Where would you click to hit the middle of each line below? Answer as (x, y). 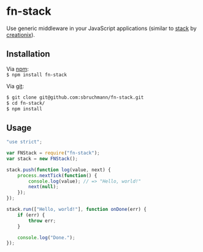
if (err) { (31, 215)
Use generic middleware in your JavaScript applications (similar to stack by (101, 28)
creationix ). (21, 34)
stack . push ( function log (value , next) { (59, 170)
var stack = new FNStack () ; (42, 158)
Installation (28, 54)
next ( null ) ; (44, 187)
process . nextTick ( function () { (57, 175)
